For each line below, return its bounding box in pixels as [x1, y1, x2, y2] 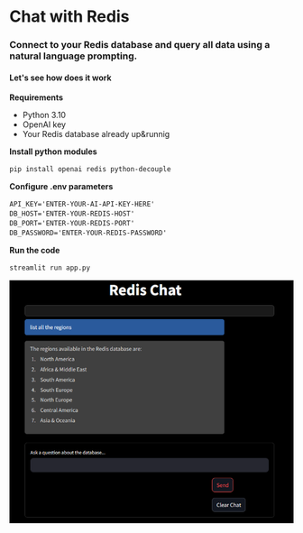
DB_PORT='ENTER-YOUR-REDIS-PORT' [9, 218, 135, 227]
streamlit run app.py [9, 263, 91, 272]
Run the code [9, 244, 60, 255]
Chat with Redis [9, 6, 130, 27]
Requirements [9, 92, 64, 103]
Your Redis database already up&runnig [22, 129, 170, 140]
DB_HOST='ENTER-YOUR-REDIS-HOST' [9, 209, 135, 218]
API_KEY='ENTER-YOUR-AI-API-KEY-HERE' [9, 200, 155, 209]
